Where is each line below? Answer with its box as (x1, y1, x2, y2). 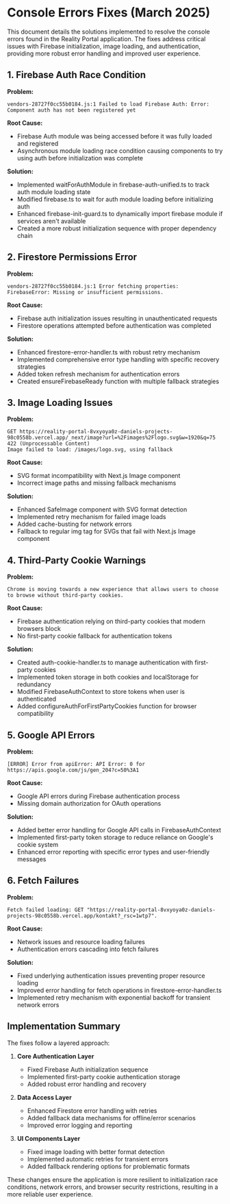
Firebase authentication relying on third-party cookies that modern (16, 617, 205, 625)
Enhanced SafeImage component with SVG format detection (16, 505, 188, 514)
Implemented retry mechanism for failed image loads (16, 513, 166, 521)
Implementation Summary (7, 1020, 121, 1033)
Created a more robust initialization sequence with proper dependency (16, 224, 217, 232)
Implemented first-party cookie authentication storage (27, 1072, 181, 1081)
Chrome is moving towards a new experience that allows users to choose (7, 586, 219, 593)
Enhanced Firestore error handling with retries (27, 1106, 157, 1115)
